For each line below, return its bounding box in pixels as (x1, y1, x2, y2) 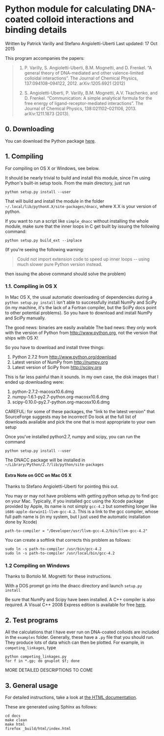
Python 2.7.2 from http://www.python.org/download (12, 354, 117, 360)
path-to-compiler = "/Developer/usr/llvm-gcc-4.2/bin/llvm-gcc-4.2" (5, 528, 148, 533)
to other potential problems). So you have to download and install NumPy (5, 310, 153, 315)
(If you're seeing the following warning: (5, 246, 84, 252)
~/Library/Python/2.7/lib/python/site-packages (5, 462, 104, 467)
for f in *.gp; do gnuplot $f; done (5, 658, 80, 663)
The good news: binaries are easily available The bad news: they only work (5, 324, 157, 330)
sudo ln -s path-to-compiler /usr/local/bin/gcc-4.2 (5, 551, 115, 556)
